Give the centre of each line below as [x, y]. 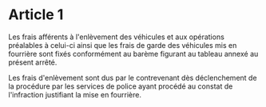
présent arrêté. [33, 62]
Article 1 [36, 15]
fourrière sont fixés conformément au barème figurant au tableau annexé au [133, 53]
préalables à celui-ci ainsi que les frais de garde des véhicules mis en [123, 45]
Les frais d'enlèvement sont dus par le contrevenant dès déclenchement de [133, 77]
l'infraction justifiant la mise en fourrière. [75, 94]
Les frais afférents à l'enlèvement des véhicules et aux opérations [117, 37]
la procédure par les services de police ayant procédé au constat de [121, 86]
